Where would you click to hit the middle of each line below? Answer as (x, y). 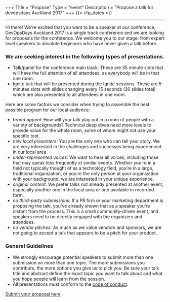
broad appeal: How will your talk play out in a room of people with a (83, 120)
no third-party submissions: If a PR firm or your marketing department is (88, 200)
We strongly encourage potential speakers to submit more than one (83, 257)
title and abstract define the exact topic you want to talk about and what (88, 273)
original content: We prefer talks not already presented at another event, (88, 184)
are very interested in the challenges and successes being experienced (87, 147)
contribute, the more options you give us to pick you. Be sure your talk (86, 268)
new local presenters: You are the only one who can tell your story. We (86, 141)
